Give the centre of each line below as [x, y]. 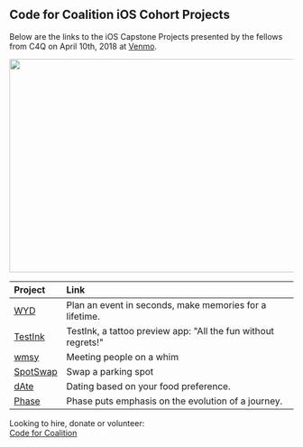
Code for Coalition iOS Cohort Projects [119, 15]
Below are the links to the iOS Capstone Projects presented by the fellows [146, 36]
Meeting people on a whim [122, 357]
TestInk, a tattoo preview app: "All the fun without [170, 331]
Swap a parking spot [110, 371]
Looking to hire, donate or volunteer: [77, 423]
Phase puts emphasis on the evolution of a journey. [174, 401]
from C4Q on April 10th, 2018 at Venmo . [83, 46]
